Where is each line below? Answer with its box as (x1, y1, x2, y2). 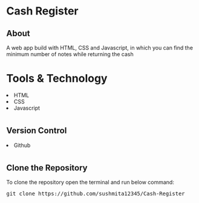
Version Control (6, 125, 67, 136)
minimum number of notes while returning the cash (6, 51, 134, 58)
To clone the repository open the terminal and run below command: (6, 179, 174, 186)
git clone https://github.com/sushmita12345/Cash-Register (6, 190, 186, 197)
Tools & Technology (6, 72, 108, 86)
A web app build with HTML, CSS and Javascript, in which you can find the (6, 44, 194, 51)
